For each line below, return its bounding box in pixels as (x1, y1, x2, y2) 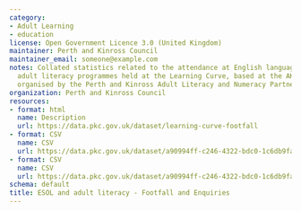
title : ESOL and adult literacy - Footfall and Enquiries (9, 189, 230, 198)
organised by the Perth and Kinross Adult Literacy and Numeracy (17, 80, 267, 89)
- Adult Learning (9, 22, 74, 31)
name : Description (17, 113, 87, 122)
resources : (9, 96, 50, 106)
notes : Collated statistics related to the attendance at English (9, 64, 262, 73)
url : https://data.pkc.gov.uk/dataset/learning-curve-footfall (17, 122, 258, 131)
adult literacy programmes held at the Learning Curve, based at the (17, 72, 282, 81)
